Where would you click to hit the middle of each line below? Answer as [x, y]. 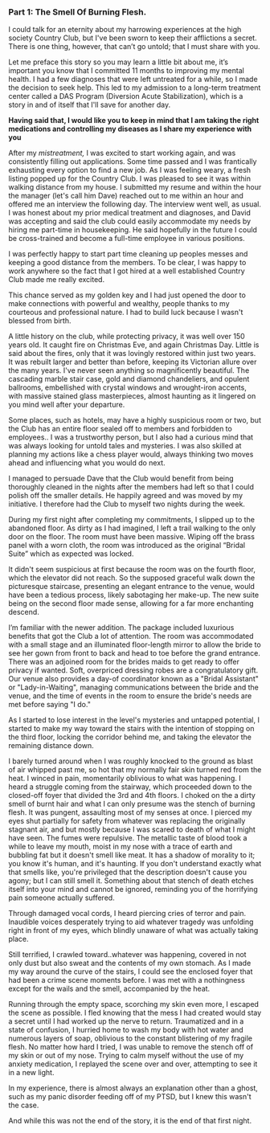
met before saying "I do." [49, 705]
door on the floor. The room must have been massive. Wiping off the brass [132, 537]
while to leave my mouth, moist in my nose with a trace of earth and [121, 847]
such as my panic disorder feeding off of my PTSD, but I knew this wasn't [130, 1097]
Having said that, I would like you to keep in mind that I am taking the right [134, 121]
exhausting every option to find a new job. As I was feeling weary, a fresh [130, 170]
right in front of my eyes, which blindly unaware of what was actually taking [133, 931]
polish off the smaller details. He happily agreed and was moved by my [126, 496]
